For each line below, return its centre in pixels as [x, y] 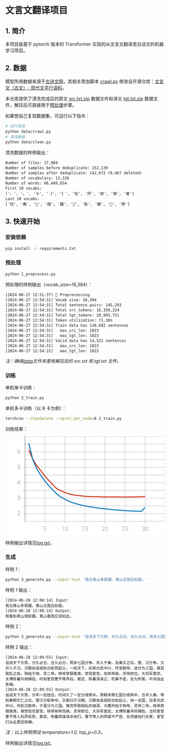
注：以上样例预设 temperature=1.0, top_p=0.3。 [55, 732]
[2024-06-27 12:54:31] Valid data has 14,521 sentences [66, 341]
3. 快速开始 [23, 221]
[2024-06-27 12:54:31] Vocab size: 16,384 [51, 300]
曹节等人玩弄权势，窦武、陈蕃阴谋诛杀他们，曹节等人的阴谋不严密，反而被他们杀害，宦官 [85, 717]
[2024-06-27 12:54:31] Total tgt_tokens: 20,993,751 [62, 315]
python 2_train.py [25, 398]
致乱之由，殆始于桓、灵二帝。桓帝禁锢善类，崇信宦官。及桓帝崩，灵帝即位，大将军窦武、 [85, 673]
